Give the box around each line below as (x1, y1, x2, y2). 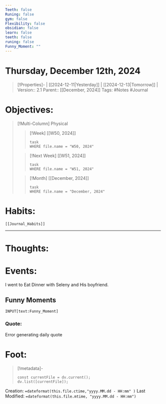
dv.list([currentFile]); (17, 379, 69, 384)
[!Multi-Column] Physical (17, 121, 68, 126)
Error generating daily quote (5, 331, 63, 337)
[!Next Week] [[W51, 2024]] (29, 153, 86, 159)
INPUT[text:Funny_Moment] (5, 309, 58, 314)
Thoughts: (5, 242, 49, 254)
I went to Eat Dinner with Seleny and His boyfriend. (5, 282, 109, 287)
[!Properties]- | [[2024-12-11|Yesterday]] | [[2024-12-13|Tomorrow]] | (17, 81, 158, 87)
